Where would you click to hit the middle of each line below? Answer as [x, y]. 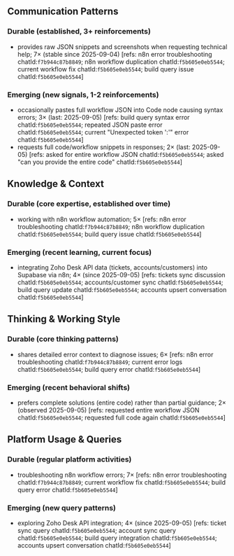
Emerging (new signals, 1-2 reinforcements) [83, 95]
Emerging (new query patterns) [62, 508]
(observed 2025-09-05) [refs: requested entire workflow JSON [108, 410]
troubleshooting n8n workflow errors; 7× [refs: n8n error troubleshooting [122, 475]
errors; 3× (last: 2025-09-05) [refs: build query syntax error [103, 117]
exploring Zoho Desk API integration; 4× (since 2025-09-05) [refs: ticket [122, 523]
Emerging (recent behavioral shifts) [69, 387]
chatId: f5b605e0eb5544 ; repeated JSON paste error [90, 125]
